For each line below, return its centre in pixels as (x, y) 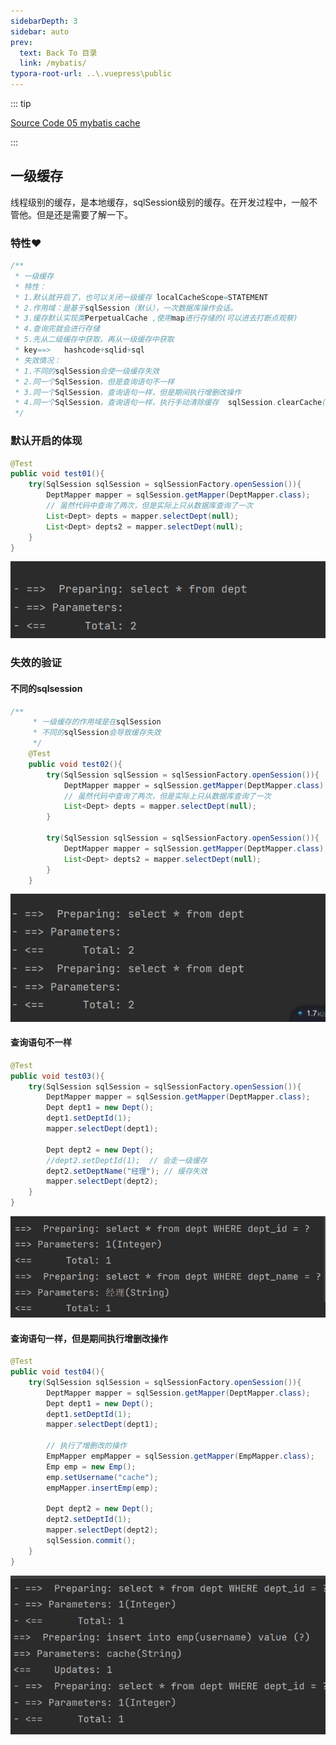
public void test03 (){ (57, 1076)
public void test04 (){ (57, 1372)
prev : (21, 42)
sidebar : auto (40, 31)
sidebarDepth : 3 (44, 21)
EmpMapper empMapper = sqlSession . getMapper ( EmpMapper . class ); (180, 1456)
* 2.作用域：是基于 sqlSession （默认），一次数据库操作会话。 (126, 308)
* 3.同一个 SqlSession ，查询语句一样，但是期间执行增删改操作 (128, 392)
